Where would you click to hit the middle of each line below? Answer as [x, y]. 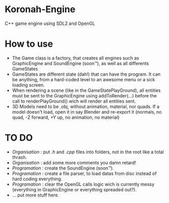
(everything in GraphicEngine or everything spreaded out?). [74, 189]
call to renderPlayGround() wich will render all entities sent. [74, 101]
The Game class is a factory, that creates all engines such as [75, 58]
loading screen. [28, 85]
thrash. [20, 157]
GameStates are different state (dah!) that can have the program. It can [86, 74]
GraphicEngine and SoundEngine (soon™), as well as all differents [80, 63]
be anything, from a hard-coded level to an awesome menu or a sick [83, 79]
